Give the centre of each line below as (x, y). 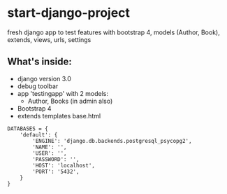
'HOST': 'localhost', (64, 165)
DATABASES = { (28, 129)
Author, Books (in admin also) (70, 101)
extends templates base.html (59, 116)
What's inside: (39, 62)
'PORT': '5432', (56, 172)
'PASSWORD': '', (56, 159)
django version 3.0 (44, 78)
